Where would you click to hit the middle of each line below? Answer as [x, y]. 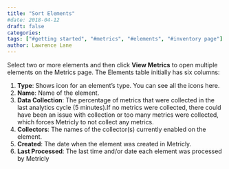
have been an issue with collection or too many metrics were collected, [118, 115]
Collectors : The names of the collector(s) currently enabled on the [111, 129]
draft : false [26, 26]
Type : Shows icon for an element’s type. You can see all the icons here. [118, 86]
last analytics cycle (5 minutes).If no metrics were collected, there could [119, 108]
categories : [24, 33]
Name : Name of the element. [58, 93]
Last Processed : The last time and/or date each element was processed [119, 151]
